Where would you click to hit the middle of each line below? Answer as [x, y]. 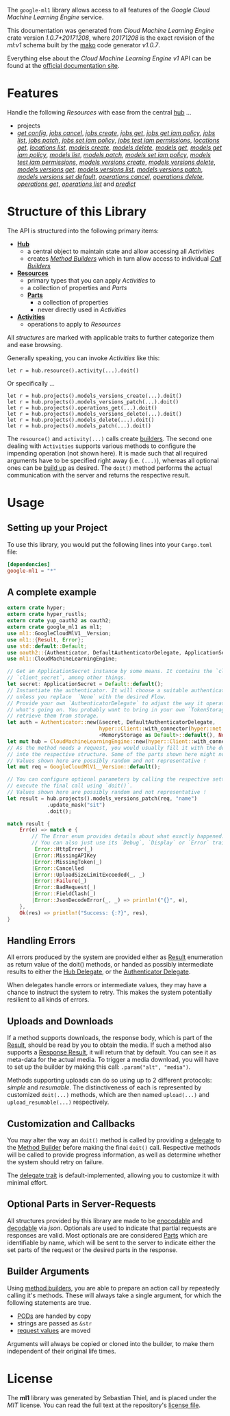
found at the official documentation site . [63, 66]
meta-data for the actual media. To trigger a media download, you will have [113, 1060]
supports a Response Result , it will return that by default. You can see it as [112, 1052]
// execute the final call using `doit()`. [70, 786]
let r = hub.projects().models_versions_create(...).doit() [95, 396]
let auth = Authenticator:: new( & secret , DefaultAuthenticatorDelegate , [111, 722]
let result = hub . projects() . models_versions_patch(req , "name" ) [102, 799]
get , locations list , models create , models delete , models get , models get [119, 147]
